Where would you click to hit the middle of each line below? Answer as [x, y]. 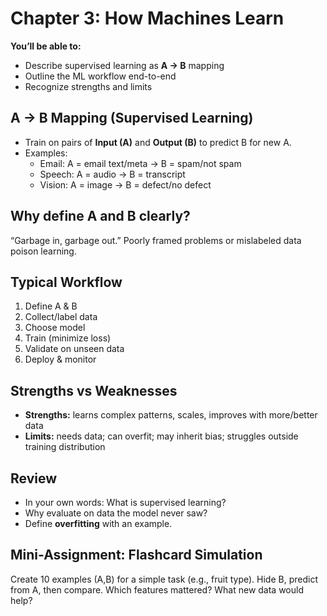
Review [34, 478]
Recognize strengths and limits [88, 86]
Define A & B [51, 306]
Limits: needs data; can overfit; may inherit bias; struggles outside [161, 436]
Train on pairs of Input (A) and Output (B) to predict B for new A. [158, 142]
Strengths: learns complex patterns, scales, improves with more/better [171, 415]
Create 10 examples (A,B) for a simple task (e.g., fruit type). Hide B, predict [164, 579]
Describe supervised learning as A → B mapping [124, 65]
